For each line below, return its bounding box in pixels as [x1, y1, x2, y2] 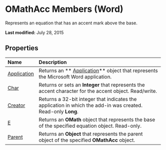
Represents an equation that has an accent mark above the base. [5, 20, 138, 26]
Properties [5, 44, 39, 53]
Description [39, 59, 67, 66]
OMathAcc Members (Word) [5, 3, 124, 15]
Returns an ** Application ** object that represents [39, 67, 158, 74]
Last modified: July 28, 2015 [5, 29, 64, 35]
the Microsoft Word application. [39, 73, 112, 80]
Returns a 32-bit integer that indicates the [39, 95, 137, 102]
